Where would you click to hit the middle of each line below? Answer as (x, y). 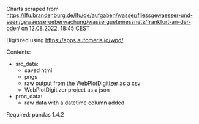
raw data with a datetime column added (74, 103)
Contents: (19, 52)
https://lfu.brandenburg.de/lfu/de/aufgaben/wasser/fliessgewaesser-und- (99, 15)
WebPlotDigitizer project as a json (67, 90)
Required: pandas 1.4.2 (35, 115)
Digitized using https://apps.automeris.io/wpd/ (65, 40)
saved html (38, 70)
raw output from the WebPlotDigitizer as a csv (82, 83)
